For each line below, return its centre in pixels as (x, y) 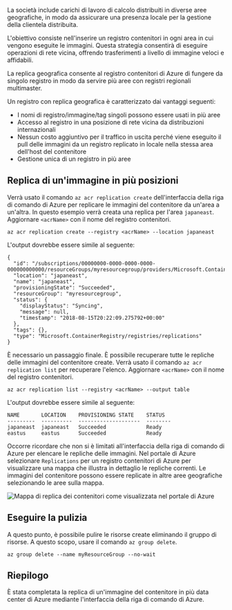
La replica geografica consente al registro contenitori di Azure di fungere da (115, 73)
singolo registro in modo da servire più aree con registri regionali (99, 81)
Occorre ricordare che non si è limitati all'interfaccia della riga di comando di (116, 446)
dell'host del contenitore (52, 152)
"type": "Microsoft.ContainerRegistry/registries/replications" (108, 336)
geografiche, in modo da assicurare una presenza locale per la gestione (109, 17)
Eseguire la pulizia (47, 518)
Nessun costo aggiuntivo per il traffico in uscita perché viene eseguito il (119, 137)
